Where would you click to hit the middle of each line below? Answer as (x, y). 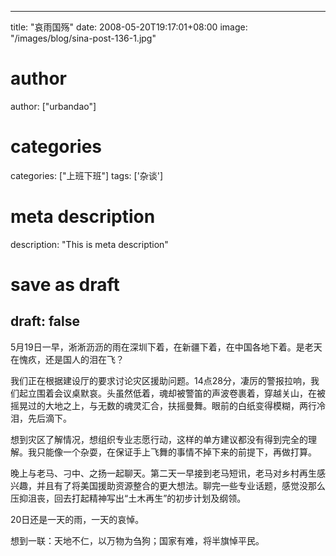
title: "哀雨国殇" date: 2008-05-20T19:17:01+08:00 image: (129, 27)
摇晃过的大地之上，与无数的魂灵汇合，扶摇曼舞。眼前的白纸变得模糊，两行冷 (168, 405)
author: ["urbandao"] (53, 106)
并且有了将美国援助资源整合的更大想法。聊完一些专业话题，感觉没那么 (181, 485)
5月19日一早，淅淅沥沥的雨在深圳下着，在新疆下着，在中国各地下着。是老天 (166, 347)
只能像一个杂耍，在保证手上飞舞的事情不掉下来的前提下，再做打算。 (176, 452)
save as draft (65, 285)
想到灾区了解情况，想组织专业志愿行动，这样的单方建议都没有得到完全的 (159, 439)
